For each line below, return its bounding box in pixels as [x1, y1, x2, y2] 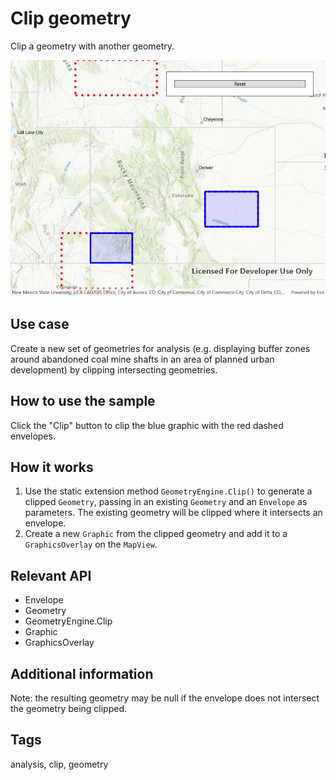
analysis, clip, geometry [10, 758, 109, 770]
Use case [10, 316, 70, 333]
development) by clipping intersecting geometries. [10, 363, 218, 376]
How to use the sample [10, 393, 156, 410]
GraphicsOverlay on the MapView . [24, 538, 158, 551]
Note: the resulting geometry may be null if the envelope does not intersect [10, 692, 320, 704]
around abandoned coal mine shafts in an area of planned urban [10, 353, 275, 365]
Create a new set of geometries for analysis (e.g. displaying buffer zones [10, 342, 311, 354]
